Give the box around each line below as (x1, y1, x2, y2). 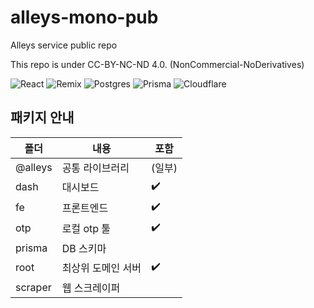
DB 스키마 (61, 241, 107, 255)
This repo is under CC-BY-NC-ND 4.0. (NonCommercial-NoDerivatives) (10, 58, 305, 70)
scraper (15, 280, 52, 294)
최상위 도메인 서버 (61, 261, 142, 275)
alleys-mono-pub (10, 6, 159, 29)
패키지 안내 (10, 109, 75, 126)
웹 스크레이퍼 (61, 281, 121, 295)
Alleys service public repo (10, 39, 118, 51)
